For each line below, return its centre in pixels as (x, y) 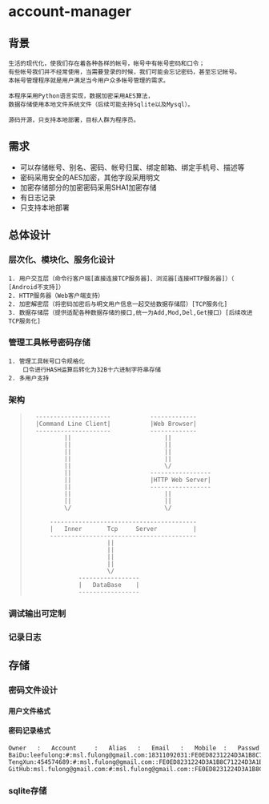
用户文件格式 (29, 710)
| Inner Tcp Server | (123, 529)
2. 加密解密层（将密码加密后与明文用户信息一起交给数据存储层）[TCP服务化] (118, 304)
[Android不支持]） (36, 287)
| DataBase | (109, 585)
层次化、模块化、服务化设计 (62, 260)
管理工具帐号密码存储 (49, 343)
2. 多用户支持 (29, 378)
